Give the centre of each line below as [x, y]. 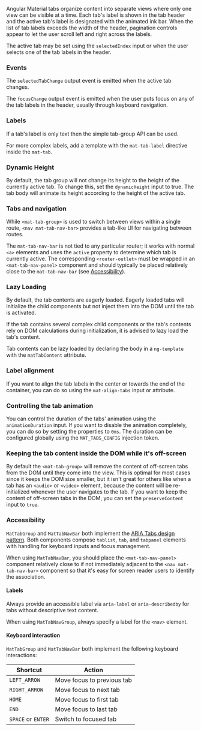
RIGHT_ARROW [26, 690]
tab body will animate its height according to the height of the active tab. [96, 193]
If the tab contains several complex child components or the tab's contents [99, 324]
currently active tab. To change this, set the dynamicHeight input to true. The [100, 186]
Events [16, 67]
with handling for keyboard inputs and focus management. [79, 546]
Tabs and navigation [37, 208]
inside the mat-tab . [29, 152]
